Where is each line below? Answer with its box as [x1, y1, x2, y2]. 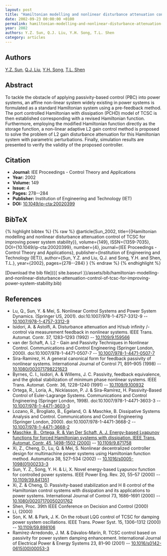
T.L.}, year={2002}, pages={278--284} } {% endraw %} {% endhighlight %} [5, 260, 161, 266]
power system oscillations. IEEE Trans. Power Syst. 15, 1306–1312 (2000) [12, 519, 161, 525]
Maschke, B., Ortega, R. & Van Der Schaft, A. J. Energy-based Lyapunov [12, 429, 160, 435]
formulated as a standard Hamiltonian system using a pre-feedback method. [5, 105, 162, 111]
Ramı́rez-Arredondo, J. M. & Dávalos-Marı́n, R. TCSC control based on [12, 530, 157, 536]
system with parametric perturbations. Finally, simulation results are [5, 136, 144, 142]
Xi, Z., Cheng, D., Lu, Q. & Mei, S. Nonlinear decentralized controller [12, 445, 151, 451]
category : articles [5, 35, 46, 40]
